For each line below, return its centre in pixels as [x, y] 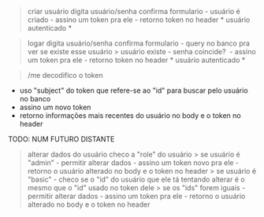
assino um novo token [55, 107]
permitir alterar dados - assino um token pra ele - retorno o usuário [136, 196]
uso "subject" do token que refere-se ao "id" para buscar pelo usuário [134, 90]
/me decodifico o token [65, 75]
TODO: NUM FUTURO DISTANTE [61, 139]
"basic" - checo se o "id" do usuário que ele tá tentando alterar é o [136, 179]
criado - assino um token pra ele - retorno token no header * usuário [139, 20]
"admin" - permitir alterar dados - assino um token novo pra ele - [133, 163]
